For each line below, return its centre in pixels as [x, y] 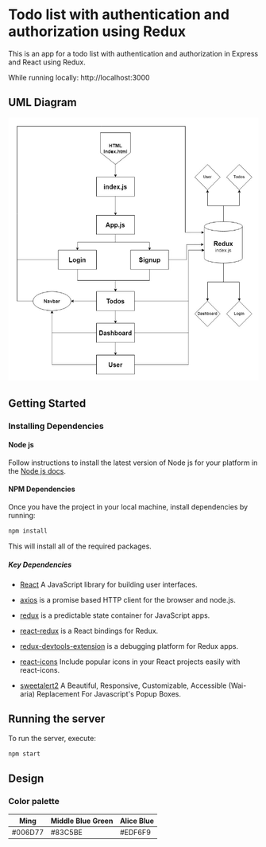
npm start [25, 754]
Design [26, 778]
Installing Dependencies [56, 426]
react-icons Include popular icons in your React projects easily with [130, 662]
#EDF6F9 [135, 833]
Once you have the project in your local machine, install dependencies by [128, 507]
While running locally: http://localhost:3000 [79, 77]
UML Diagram [42, 102]
